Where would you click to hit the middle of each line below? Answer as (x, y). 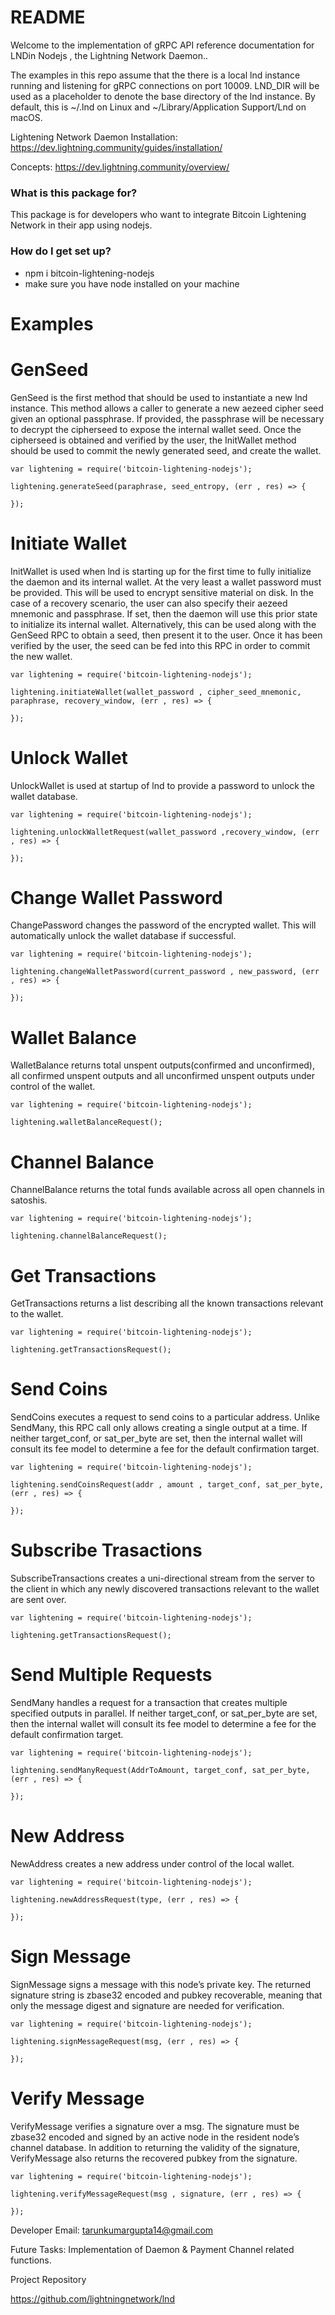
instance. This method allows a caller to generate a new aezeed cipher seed (167, 408)
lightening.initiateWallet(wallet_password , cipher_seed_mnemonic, (156, 692)
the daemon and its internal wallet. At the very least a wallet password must (166, 582)
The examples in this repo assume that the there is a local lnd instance (155, 75)
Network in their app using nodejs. (81, 225)
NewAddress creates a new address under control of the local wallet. (152, 1864)
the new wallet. (41, 656)
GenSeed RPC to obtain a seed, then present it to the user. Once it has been (166, 635)
